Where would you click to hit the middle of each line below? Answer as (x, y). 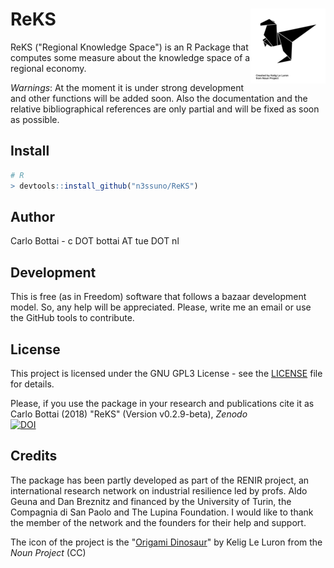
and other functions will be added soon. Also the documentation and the (159, 98)
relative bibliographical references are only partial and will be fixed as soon (165, 109)
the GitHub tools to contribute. (72, 318)
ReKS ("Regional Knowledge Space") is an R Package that (129, 47)
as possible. (35, 119)
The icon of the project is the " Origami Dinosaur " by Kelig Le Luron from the (166, 542)
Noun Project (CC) (48, 552)
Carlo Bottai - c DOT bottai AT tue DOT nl (95, 241)
